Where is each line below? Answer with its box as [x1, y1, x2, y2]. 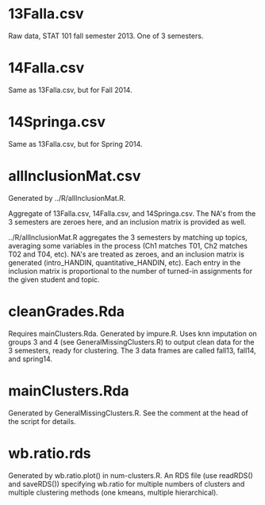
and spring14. [8, 354, 53, 364]
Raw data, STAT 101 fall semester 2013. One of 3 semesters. [8, 31, 204, 40]
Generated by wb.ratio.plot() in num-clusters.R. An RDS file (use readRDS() [8, 470, 254, 480]
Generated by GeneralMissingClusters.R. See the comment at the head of [8, 408, 248, 418]
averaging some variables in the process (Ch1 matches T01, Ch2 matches [8, 241, 248, 250]
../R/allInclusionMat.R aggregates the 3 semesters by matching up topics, [8, 232, 248, 242]
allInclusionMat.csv [8, 168, 141, 185]
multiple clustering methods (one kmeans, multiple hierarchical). [8, 488, 218, 497]
